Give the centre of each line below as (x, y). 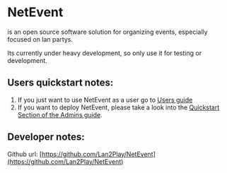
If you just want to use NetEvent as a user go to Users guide (105, 100)
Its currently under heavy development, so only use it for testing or (105, 53)
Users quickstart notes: (60, 83)
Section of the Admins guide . (60, 114)
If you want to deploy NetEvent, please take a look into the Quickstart (118, 107)
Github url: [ (25, 154)
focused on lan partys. (40, 39)
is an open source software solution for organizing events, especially (107, 32)
